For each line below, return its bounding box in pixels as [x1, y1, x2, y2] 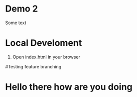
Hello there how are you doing [5, 81, 133, 93]
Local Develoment [5, 37, 82, 49]
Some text [5, 20, 27, 26]
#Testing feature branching [5, 63, 62, 69]
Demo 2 [5, 3, 38, 15]
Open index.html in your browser [12, 54, 80, 60]
